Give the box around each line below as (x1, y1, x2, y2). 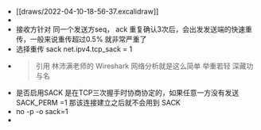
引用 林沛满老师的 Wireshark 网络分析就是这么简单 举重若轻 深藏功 (35, 61, 254, 71)
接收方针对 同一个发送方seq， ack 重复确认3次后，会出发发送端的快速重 (15, 25, 252, 34)
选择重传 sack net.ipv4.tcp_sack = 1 (15, 44, 133, 54)
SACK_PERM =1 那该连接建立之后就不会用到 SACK (15, 98, 181, 107)
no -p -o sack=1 (15, 107, 69, 116)
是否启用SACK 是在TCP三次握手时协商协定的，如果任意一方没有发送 (15, 88, 240, 97)
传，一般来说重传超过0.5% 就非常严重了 (15, 35, 147, 44)
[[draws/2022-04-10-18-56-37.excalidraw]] (15, 7, 159, 16)
